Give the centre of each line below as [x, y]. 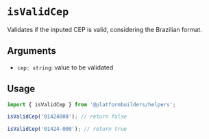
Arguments [32, 51]
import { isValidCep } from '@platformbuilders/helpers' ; [91, 104]
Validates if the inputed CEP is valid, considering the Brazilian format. [104, 29]
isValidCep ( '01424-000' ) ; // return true [67, 129]
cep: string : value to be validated [65, 67]
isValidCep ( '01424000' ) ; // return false [67, 117]
